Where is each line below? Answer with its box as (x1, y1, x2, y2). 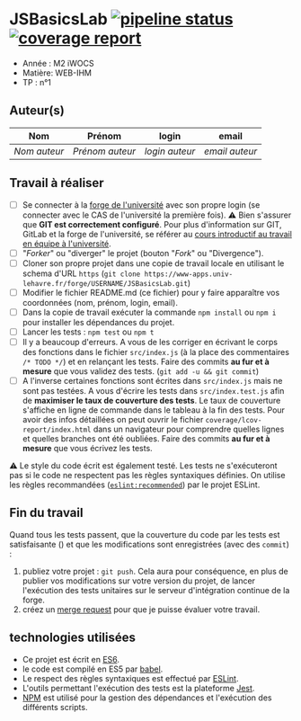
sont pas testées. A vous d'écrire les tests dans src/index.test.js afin (22, 386, 285, 396)
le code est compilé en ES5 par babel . (22, 663, 164, 674)
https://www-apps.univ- (144, 270, 234, 279)
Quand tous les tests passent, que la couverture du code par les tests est (9, 529, 280, 539)
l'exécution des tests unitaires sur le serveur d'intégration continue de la (22, 584, 290, 595)
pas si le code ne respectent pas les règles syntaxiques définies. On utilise (9, 470, 286, 481)
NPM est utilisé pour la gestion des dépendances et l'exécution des (22, 692, 272, 703)
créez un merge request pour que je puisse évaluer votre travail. (22, 603, 261, 615)
